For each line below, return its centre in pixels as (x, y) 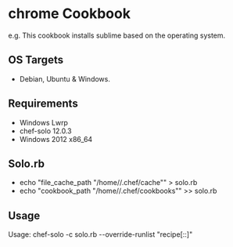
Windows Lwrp (44, 122)
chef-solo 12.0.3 (45, 131)
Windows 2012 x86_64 (56, 139)
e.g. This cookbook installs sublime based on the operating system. (117, 35)
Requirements (43, 104)
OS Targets (36, 60)
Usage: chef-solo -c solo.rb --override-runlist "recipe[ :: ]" (100, 234)
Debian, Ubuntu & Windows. (65, 78)
